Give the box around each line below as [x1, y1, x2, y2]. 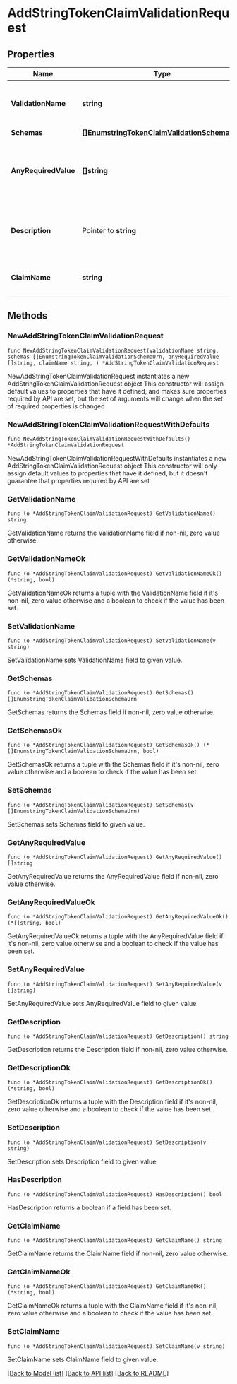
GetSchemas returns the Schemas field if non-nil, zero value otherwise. [7, 708, 215, 716]
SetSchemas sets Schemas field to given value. [7, 820, 145, 828]
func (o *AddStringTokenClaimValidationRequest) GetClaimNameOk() [7, 1283, 207, 1290]
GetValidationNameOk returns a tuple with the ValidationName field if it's [7, 589, 219, 597]
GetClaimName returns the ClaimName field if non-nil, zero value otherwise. [7, 1249, 229, 1258]
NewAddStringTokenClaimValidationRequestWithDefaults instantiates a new [7, 454, 227, 462]
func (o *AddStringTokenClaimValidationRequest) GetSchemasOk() [7, 742, 200, 749]
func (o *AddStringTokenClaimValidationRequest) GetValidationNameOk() [7, 570, 222, 577]
